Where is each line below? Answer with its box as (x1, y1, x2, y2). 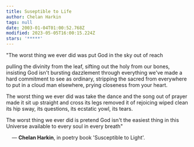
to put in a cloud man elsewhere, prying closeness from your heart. (6, 82, 168, 88)
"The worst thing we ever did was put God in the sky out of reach (6, 52, 164, 58)
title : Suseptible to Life (6, 8, 72, 15)
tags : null (6, 19, 33, 25)
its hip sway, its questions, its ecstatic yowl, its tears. (6, 106, 133, 112)
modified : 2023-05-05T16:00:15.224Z (6, 30, 95, 36)
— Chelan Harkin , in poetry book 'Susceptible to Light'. (11, 134, 145, 141)
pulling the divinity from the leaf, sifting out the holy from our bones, (6, 63, 170, 70)
